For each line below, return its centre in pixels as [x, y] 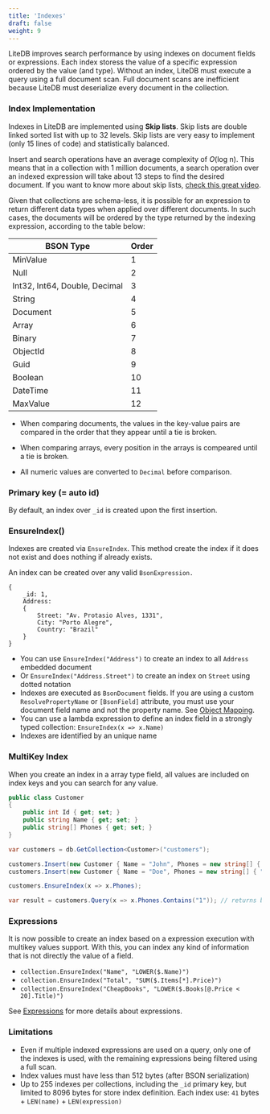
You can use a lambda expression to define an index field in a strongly [136, 719]
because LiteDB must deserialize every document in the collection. [119, 88]
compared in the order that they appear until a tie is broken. [119, 432]
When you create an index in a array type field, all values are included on [129, 774]
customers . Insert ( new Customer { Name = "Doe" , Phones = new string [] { [133, 872]
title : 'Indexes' [37, 16]
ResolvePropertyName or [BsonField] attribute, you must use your [127, 702]
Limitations [31, 1032]
